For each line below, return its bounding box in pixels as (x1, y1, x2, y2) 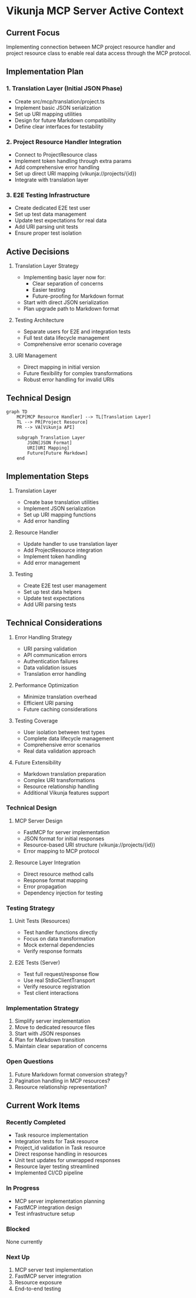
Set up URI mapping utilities (14, 110, 82, 118)
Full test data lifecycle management (23, 334, 110, 341)
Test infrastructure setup (14, 1210, 75, 1217)
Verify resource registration (23, 983, 90, 990)
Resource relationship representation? (14, 1083, 107, 1091)
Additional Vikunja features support (23, 789, 109, 796)
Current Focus (6, 28, 60, 38)
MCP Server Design (14, 817, 63, 824)
